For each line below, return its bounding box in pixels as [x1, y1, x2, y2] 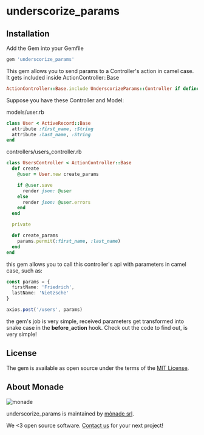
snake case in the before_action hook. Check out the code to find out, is [6, 324, 188, 331]
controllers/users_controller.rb [6, 148, 82, 156]
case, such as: [6, 266, 42, 274]
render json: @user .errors [22, 199, 91, 205]
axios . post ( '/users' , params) [6, 307, 83, 313]
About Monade [6, 382, 64, 392]
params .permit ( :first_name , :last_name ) [17, 238, 121, 244]
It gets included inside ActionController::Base [6, 74, 120, 81]
